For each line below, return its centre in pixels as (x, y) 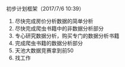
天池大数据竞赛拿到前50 (44, 51)
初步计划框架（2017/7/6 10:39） (45, 9)
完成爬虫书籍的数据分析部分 (49, 43)
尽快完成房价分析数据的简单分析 (54, 21)
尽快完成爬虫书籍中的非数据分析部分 (59, 29)
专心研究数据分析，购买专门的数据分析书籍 (67, 36)
